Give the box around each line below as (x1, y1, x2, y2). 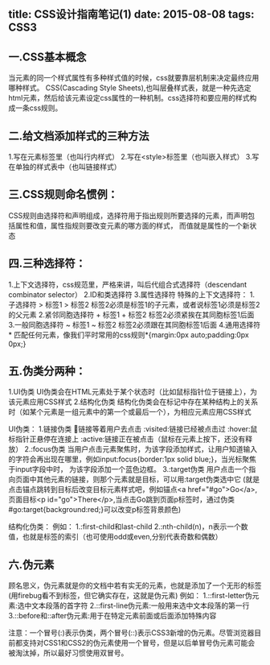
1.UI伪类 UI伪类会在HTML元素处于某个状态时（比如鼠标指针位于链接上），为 (8, 387, 258, 397)
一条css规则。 (14, 103, 63, 113)
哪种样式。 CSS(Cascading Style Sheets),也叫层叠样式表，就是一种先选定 (8, 83, 252, 93)
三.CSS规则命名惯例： (8, 188, 119, 201)
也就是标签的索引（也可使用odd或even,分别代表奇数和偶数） (22, 532, 223, 542)
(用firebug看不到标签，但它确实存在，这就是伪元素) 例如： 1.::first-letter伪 (8, 591, 253, 601)
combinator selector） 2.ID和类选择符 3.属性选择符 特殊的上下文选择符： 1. (8, 289, 256, 299)
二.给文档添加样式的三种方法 (8, 129, 150, 142)
